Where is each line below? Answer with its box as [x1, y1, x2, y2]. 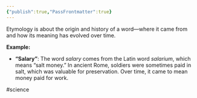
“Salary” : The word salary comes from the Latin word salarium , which [15, 55, 191, 62]
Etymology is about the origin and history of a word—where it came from [6, 25, 188, 32]
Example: [6, 43, 31, 51]
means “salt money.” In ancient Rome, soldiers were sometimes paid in [15, 61, 192, 69]
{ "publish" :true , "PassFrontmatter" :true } [6, 8, 112, 15]
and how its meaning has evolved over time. [6, 31, 116, 39]
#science [6, 85, 30, 93]
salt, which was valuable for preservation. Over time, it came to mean [15, 67, 188, 75]
